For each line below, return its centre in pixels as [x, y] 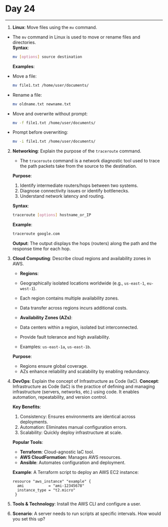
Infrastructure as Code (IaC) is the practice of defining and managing [83, 387]
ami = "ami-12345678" [51, 486]
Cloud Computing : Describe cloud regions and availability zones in [81, 258]
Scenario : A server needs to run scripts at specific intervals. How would [87, 513]
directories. [24, 42]
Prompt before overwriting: [40, 132]
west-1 [27, 289]
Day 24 [20, 9]
